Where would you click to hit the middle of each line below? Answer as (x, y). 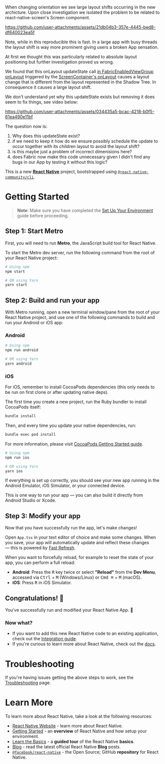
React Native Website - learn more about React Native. (68, 726)
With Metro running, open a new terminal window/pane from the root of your (82, 312)
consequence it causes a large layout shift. (48, 87)
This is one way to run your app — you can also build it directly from (74, 495)
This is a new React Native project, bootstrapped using (61, 172)
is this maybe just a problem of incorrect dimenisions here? (72, 152)
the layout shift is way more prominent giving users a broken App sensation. (82, 47)
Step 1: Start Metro (34, 231)
